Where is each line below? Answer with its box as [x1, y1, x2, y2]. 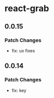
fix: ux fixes [11, 48, 35, 53]
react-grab [4, 3, 49, 14]
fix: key [11, 87, 27, 93]
